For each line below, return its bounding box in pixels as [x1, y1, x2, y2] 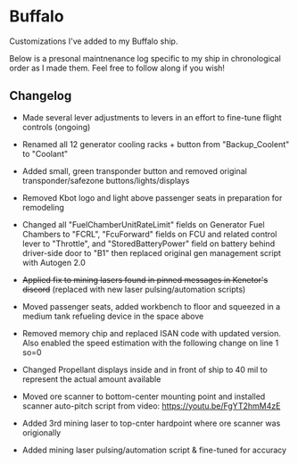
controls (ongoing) [21, 121, 91, 132]
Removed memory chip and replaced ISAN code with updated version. [21, 327, 281, 338]
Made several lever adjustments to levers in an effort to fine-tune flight [21, 112, 283, 122]
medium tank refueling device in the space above [21, 311, 204, 321]
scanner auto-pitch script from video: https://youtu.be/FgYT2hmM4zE [21, 400, 281, 411]
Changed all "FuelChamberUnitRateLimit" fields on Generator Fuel [21, 219, 265, 229]
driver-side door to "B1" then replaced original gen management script [21, 247, 281, 258]
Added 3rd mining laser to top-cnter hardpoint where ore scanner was [21, 418, 281, 428]
